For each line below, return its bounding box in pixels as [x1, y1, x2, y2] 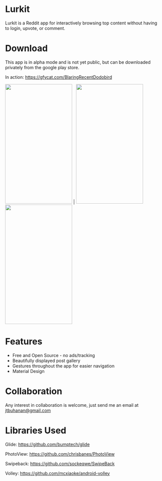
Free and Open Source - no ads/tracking [12, 352, 95, 358]
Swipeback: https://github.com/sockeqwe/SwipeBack [5, 461, 115, 467]
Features [5, 336, 43, 347]
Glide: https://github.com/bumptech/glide [5, 441, 90, 447]
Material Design [12, 368, 45, 374]
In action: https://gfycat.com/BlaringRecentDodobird [5, 74, 112, 80]
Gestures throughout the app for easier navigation [12, 362, 115, 369]
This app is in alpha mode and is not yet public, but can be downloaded [5, 59, 151, 65]
